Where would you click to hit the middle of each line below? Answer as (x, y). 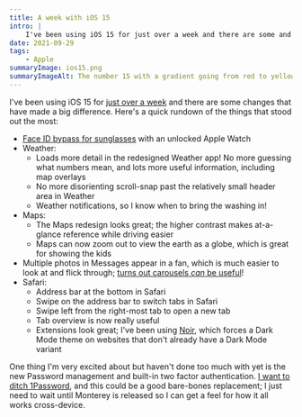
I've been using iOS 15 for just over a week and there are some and (159, 34)
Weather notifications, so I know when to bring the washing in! (151, 205)
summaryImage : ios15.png (56, 68)
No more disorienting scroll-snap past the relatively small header (155, 186)
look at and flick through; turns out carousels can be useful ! (133, 272)
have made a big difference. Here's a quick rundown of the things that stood (151, 111)
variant (49, 349)
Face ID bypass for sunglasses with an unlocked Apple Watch (137, 138)
